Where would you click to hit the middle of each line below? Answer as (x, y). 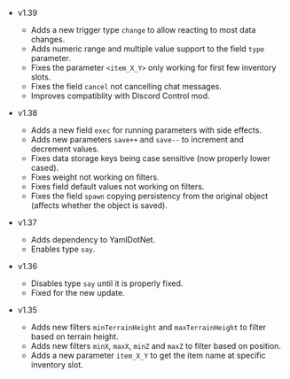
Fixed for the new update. (78, 293)
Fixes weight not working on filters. (95, 177)
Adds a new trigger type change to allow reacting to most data (143, 30)
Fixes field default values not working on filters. (118, 186)
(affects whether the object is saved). (99, 205)
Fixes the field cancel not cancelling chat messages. (126, 86)
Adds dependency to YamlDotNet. (93, 240)
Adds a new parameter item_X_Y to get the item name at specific (148, 355)
